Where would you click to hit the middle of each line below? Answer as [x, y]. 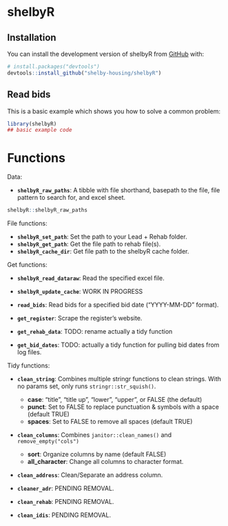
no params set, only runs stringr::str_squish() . [86, 386]
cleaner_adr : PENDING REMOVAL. [65, 488]
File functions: [27, 223]
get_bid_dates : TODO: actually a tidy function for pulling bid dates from [118, 345]
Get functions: [27, 265]
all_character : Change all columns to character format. [105, 462]
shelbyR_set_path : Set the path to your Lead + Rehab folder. [102, 237]
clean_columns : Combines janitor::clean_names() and [94, 435]
